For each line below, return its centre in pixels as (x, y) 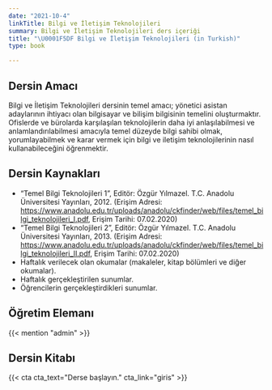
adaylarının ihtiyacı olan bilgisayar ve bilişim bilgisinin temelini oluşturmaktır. (135, 113)
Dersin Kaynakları (54, 174)
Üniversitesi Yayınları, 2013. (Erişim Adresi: (91, 236)
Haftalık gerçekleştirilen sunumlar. (76, 279)
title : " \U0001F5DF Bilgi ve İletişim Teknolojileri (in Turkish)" (125, 38)
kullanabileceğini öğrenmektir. (58, 148)
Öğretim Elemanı (51, 314)
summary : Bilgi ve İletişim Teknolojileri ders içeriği (104, 31)
